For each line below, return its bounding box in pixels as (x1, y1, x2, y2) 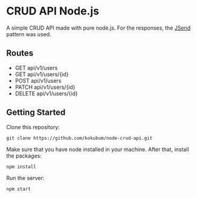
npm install (6, 164, 36, 170)
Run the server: (6, 174, 45, 182)
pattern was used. (6, 30, 51, 37)
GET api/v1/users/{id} (15, 71, 69, 78)
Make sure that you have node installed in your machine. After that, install (6, 145, 189, 153)
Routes (6, 48, 34, 59)
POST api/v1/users (15, 77, 62, 84)
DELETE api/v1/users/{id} (15, 89, 78, 97)
